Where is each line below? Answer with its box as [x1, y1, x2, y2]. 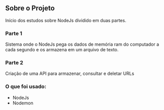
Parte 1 [5, 30, 23, 37]
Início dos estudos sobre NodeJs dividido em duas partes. [5, 17, 127, 23]
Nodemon [12, 100, 34, 106]
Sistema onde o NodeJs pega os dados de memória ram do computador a [5, 41, 159, 47]
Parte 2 [5, 59, 24, 66]
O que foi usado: [5, 83, 46, 90]
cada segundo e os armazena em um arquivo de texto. [5, 47, 119, 53]
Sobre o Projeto [5, 4, 55, 13]
